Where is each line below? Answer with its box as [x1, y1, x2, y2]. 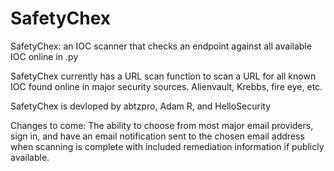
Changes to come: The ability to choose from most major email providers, [10, 119, 314, 131]
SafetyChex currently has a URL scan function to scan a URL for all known [10, 70, 317, 82]
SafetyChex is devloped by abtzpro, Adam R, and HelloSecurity [10, 100, 272, 112]
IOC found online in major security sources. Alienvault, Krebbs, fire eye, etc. [10, 80, 323, 92]
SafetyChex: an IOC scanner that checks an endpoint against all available [10, 40, 312, 52]
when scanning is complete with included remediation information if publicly [10, 140, 325, 152]
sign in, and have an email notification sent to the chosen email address [10, 130, 305, 142]
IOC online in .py [10, 50, 79, 62]
